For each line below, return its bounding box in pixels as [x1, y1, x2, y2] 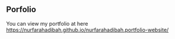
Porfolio [6, 5, 37, 15]
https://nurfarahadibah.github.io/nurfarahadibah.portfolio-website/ [6, 26, 169, 33]
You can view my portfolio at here [6, 20, 88, 27]
